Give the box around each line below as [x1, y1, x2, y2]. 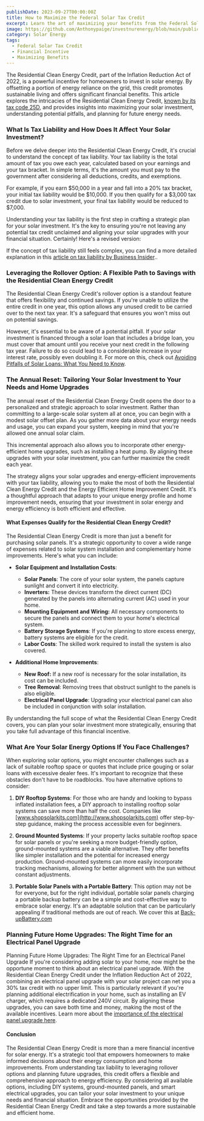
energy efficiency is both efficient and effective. [6, 504, 126, 512]
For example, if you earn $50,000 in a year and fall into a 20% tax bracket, [6, 184, 192, 192]
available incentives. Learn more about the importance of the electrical [6, 1010, 183, 1017]
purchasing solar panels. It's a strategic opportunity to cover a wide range [6, 539, 192, 546]
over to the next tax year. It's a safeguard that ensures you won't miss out [6, 309, 191, 317]
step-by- [172, 814, 195, 821]
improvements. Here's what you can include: [6, 551, 118, 559]
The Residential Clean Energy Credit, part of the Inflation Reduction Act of [6, 71, 191, 78]
